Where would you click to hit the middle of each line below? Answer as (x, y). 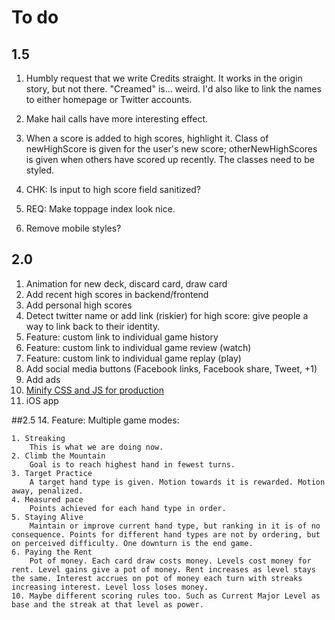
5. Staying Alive (47, 517)
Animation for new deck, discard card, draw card (126, 283)
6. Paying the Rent (52, 552)
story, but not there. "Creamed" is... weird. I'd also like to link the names (173, 89)
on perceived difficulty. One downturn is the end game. (132, 543)
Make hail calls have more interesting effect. (117, 119)
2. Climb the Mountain (58, 456)
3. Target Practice (52, 473)
